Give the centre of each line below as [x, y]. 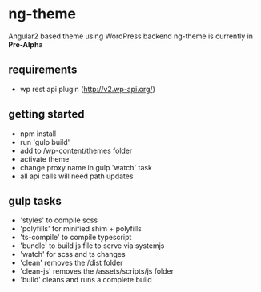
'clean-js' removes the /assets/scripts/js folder [97, 271]
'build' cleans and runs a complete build [86, 280]
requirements [43, 70]
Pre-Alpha [26, 44]
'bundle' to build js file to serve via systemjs [92, 246]
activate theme [44, 159]
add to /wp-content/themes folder [76, 150]
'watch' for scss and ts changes [72, 254]
